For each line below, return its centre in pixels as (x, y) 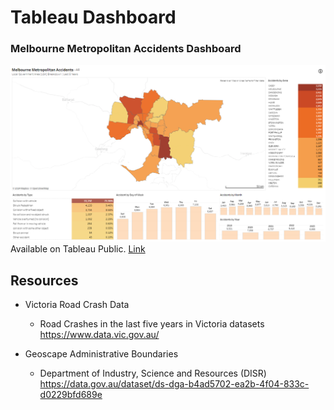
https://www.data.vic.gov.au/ (99, 335)
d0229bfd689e (71, 395)
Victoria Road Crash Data (77, 305)
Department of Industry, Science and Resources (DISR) (153, 373)
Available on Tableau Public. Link (78, 249)
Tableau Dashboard (93, 17)
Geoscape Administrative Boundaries (101, 354)
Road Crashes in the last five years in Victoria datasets (152, 324)
